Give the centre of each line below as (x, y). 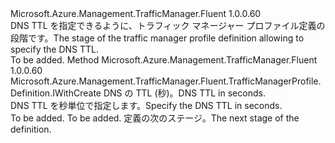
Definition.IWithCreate (56, 93)
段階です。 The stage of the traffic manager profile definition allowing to (157, 38)
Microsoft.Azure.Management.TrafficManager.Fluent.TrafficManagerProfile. (166, 81)
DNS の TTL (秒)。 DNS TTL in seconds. (184, 93)
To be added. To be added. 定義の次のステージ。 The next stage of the (155, 118)
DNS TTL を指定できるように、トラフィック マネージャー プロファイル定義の (168, 25)
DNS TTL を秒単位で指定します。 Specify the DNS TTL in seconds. (146, 105)
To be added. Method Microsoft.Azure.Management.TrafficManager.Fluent (164, 60)
